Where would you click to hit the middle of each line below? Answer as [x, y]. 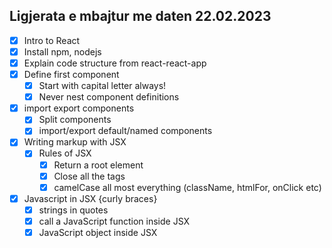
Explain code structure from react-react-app [115, 63]
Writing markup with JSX [75, 142]
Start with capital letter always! [102, 86]
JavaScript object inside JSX [98, 232]
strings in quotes [73, 210]
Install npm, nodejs [62, 51]
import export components [79, 108]
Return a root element [98, 165]
